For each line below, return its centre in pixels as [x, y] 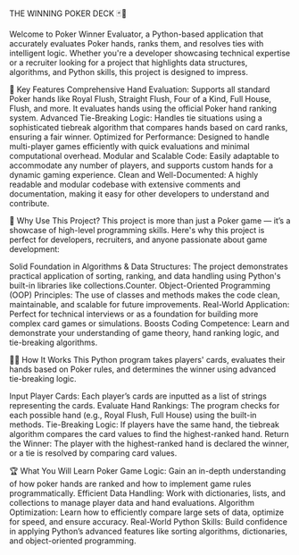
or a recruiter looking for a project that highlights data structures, [129, 63]
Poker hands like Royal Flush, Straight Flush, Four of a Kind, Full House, [141, 99]
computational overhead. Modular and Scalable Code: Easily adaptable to [144, 156]
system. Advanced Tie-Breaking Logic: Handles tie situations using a [136, 118]
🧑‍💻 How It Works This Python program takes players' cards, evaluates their [147, 360]
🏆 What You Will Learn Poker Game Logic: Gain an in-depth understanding [148, 471]
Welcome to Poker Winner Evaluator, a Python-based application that [137, 34]
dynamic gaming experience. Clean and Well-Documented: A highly [134, 175]
